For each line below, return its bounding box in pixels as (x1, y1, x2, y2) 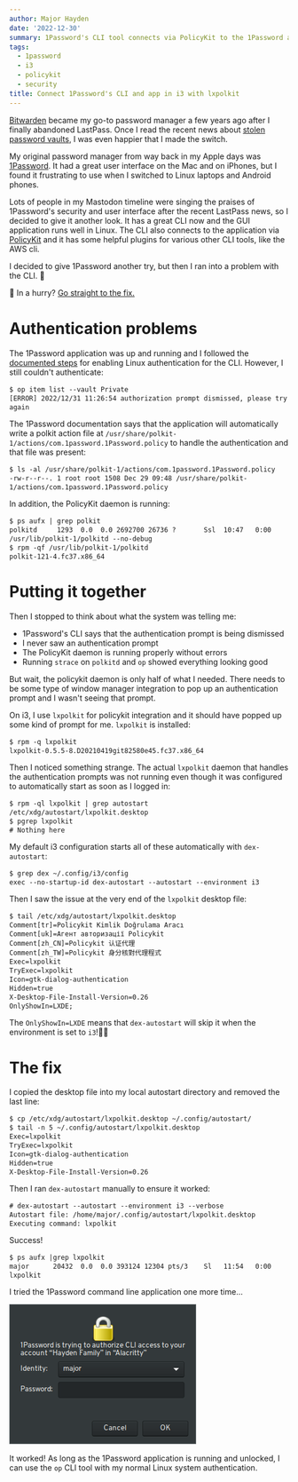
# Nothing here (9, 826, 66, 835)
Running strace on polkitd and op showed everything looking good (21, 656, 269, 667)
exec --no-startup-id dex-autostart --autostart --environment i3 (9, 877, 260, 887)
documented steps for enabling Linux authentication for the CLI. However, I (9, 357, 284, 368)
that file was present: (9, 447, 87, 457)
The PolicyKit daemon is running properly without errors (21, 646, 228, 657)
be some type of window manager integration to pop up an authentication (9, 683, 278, 693)
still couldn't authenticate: (9, 367, 104, 377)
